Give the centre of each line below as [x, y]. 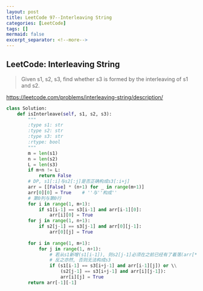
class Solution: [27, 108]
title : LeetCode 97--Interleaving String [59, 18]
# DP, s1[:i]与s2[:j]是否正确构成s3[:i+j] [79, 181]
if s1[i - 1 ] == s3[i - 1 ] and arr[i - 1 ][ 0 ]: [90, 209]
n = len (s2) [43, 159]
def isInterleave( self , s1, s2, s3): [65, 114]
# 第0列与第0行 [45, 198]
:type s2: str [46, 131]
